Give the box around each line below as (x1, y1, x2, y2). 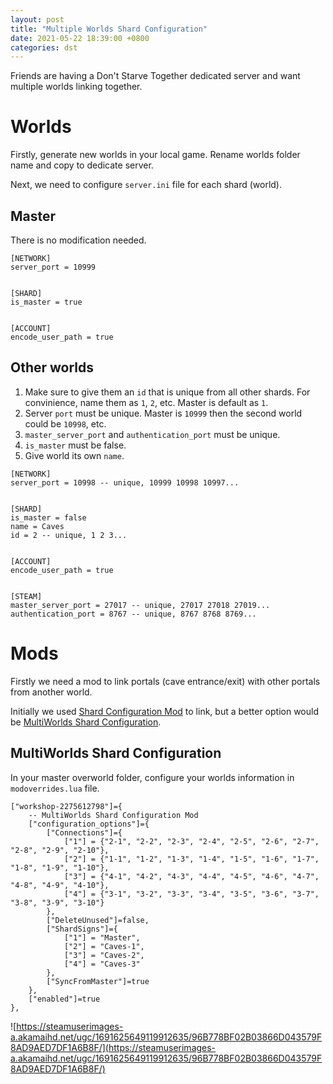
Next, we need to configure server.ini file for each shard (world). (10, 179, 283, 191)
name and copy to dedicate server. (10, 159, 154, 171)
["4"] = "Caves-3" (63, 959, 141, 969)
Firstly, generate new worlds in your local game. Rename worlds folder (10, 149, 301, 161)
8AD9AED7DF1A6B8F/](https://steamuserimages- (10, 1041, 217, 1053)
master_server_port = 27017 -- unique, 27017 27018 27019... (10, 600, 271, 610)
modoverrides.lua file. (10, 782, 100, 794)
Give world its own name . (24, 449, 125, 461)
